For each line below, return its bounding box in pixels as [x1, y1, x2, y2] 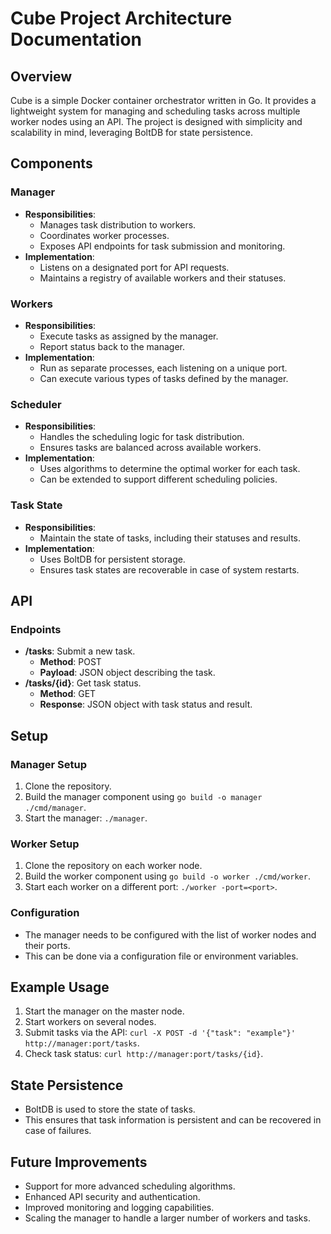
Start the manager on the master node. [24, 1005, 185, 1017]
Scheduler [10, 397, 62, 411]
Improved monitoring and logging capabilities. [24, 1201, 215, 1213]
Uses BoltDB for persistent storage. [39, 553, 186, 565]
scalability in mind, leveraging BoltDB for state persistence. [10, 127, 254, 138]
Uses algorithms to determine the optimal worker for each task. [39, 463, 301, 475]
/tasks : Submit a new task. [24, 645, 136, 657]
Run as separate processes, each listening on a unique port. [39, 362, 288, 374]
